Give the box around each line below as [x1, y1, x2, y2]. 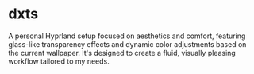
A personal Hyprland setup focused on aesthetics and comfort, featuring [8, 31, 246, 41]
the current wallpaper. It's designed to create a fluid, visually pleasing [8, 48, 236, 57]
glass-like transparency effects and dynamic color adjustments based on [8, 39, 247, 49]
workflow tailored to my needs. [8, 56, 110, 66]
